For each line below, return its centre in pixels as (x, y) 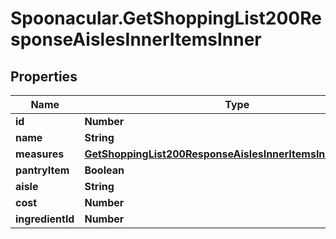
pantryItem (42, 170)
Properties (44, 76)
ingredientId (45, 219)
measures (40, 154)
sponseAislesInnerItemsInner (136, 39)
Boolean (104, 170)
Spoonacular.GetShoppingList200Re (166, 18)
